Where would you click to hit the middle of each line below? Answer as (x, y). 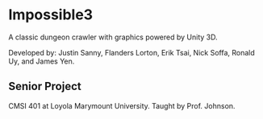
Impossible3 (51, 15)
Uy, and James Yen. (42, 61)
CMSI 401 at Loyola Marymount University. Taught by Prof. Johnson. (122, 105)
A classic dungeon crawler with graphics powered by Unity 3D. (113, 37)
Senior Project (45, 86)
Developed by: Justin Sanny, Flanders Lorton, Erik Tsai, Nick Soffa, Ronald (132, 52)
